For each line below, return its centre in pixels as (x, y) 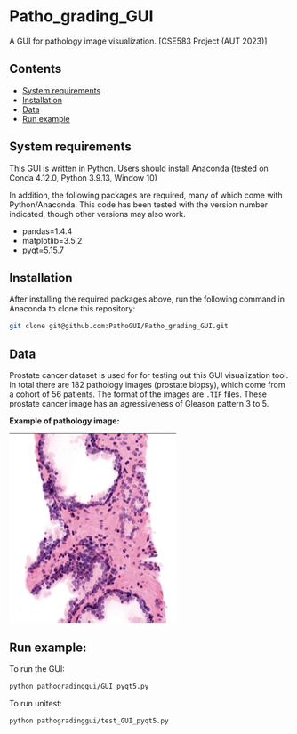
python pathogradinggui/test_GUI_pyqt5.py (89, 721)
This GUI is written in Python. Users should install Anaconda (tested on (139, 168)
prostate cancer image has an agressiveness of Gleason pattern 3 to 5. (139, 404)
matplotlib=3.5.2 (52, 240)
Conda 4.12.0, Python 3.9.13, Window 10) (84, 177)
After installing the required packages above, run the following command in (147, 299)
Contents (36, 69)
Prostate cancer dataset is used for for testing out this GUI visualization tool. (149, 375)
